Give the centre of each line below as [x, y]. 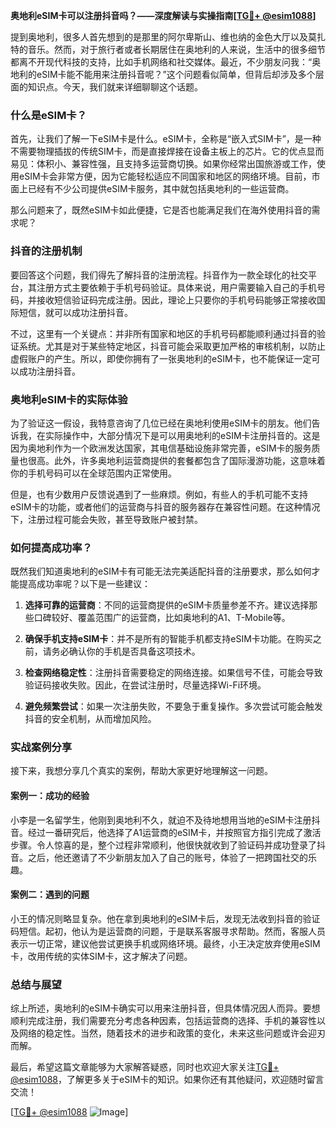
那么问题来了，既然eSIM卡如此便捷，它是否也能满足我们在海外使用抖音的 [161, 210]
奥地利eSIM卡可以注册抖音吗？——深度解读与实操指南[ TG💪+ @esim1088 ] [163, 15]
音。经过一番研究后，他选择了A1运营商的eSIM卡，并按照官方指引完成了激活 [166, 832]
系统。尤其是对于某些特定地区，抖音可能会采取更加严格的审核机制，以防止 [172, 346]
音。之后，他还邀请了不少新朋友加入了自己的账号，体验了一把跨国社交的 [159, 857]
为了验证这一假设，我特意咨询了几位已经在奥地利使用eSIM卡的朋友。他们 [161, 423]
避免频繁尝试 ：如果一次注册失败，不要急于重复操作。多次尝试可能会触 [169, 706]
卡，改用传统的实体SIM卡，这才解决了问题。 [101, 956]
